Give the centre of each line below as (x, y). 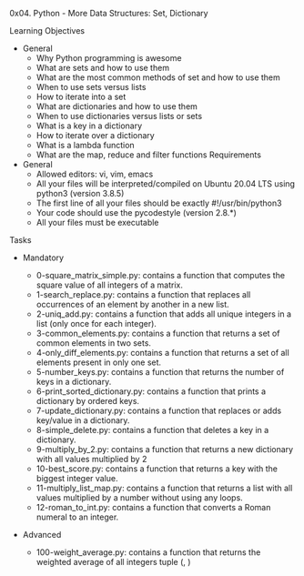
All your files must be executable (97, 222)
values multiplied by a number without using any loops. (139, 498)
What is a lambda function (85, 145)
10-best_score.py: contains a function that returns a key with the (157, 469)
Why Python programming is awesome (109, 58)
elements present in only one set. (99, 362)
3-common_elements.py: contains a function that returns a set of (158, 333)
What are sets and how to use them (103, 68)
